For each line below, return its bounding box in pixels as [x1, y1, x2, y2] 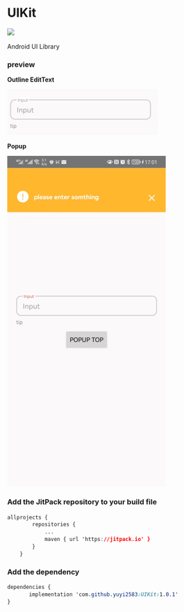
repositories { [32, 521, 76, 528]
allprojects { [7, 514, 49, 521]
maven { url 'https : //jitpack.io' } [44, 536, 151, 543]
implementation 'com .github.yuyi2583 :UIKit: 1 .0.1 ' [28, 590, 178, 598]
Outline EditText [7, 75, 55, 84]
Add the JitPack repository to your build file [7, 497, 158, 507]
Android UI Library [7, 42, 60, 50]
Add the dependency [7, 567, 80, 576]
